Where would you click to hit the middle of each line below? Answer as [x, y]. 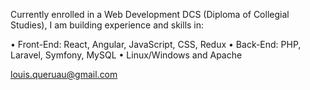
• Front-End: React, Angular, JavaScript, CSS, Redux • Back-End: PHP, [156, 44]
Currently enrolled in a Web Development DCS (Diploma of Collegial [150, 14]
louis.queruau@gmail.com [64, 74]
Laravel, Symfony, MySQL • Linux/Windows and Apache [126, 55]
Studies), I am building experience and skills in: [107, 25]
